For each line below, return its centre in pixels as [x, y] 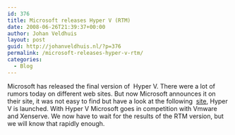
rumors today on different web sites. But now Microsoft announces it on [112, 94]
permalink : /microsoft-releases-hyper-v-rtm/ [75, 53]
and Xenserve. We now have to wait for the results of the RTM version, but [116, 116]
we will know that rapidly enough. [56, 123]
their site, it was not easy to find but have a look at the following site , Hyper [117, 101]
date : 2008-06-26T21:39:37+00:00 [56, 27]
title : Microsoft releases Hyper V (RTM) [69, 20]
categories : [25, 60]
